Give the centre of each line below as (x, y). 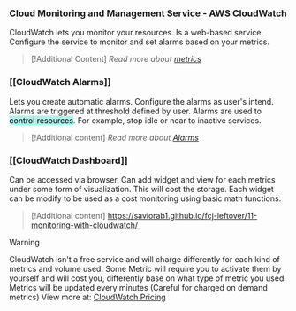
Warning (24, 242)
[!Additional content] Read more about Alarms (114, 137)
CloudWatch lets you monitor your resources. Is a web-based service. (137, 33)
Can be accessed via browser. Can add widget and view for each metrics (142, 179)
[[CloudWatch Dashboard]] (68, 160)
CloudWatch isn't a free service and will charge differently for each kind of (145, 259)
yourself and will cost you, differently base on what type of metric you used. (148, 278)
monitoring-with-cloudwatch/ (84, 225)
